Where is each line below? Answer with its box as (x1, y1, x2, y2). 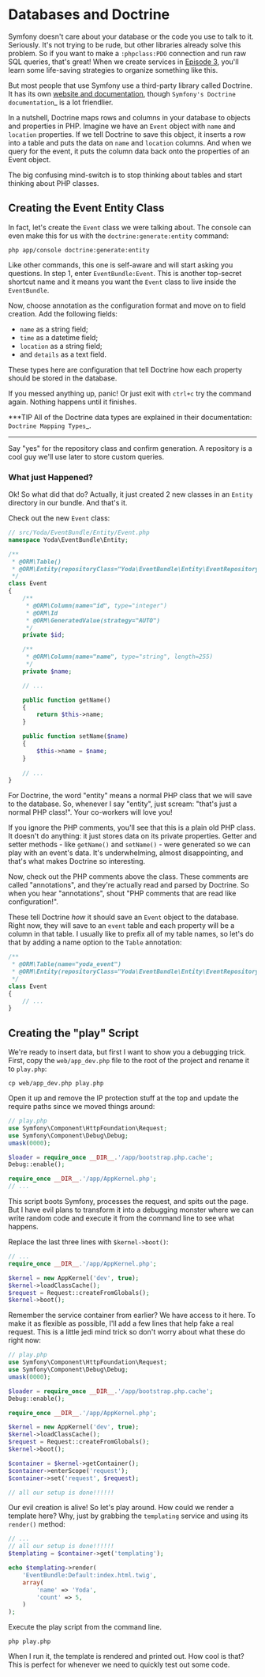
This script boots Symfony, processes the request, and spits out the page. (8, 1197, 248, 1206)
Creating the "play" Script (8, 1026, 140, 1039)
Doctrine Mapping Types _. (8, 421, 91, 430)
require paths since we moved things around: (8, 1102, 155, 1111)
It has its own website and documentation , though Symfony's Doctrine (8, 89, 237, 98)
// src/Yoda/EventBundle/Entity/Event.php (8, 528, 150, 537)
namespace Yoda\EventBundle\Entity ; (8, 536, 129, 543)
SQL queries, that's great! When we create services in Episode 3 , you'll (8, 57, 239, 66)
